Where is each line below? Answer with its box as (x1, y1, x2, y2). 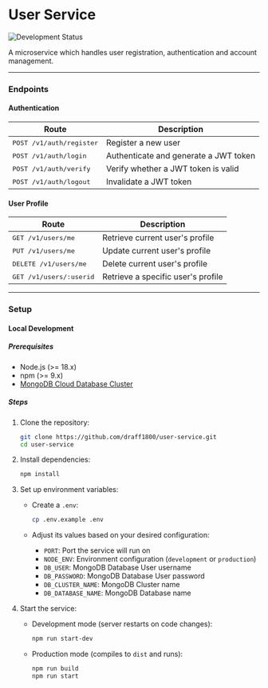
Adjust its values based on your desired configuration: (31, 530, 210, 540)
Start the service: (19, 604, 77, 614)
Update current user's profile (102, 246, 211, 257)
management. (8, 56, 54, 66)
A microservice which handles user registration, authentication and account (8, 47, 258, 57)
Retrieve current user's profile (102, 232, 215, 243)
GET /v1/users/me (12, 234, 76, 242)
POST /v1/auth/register (12, 138, 99, 147)
